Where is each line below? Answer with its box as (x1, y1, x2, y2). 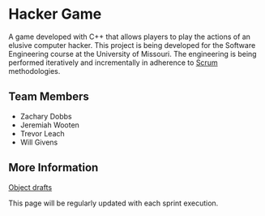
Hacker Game (8, 5, 102, 24)
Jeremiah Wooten (19, 119, 79, 130)
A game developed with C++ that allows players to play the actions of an (8, 32, 251, 41)
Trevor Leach (19, 128, 65, 138)
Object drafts (8, 182, 53, 192)
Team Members (8, 90, 89, 104)
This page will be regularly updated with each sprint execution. (8, 198, 219, 208)
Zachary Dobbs (19, 111, 72, 121)
